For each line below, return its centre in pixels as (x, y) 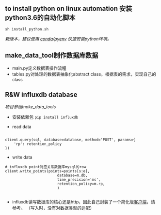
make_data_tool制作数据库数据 (52, 55)
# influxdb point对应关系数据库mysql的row (46, 167)
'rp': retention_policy (38, 144)
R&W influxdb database (41, 95)
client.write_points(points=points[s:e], (48, 171)
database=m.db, (72, 175)
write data (22, 157)
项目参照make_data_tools (31, 107)
